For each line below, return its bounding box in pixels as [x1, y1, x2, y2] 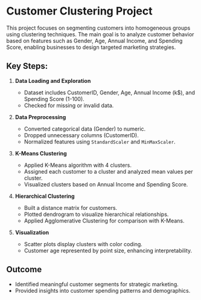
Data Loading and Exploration [14, 77, 91, 84]
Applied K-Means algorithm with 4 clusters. [24, 161, 132, 169]
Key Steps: [6, 61, 48, 71]
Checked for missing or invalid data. [24, 102, 114, 109]
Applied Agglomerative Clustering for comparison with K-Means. [24, 217, 185, 224]
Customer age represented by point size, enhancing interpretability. [24, 247, 193, 254]
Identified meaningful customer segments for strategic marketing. [14, 280, 179, 288]
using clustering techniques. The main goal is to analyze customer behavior [6, 30, 194, 37]
